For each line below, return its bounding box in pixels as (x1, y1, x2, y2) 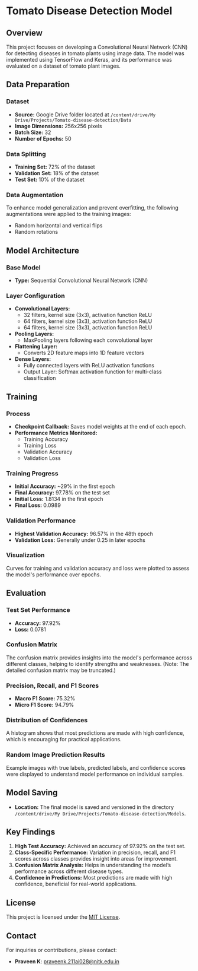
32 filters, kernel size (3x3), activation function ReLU (23, 312, 152, 319)
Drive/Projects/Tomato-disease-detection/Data (14, 117, 132, 123)
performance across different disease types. (14, 868, 124, 875)
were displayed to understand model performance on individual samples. (6, 770, 184, 778)
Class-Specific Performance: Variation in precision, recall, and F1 (14, 849, 176, 856)
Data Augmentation (6, 191, 64, 199)
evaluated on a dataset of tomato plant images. (6, 62, 121, 69)
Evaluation (6, 588, 46, 598)
